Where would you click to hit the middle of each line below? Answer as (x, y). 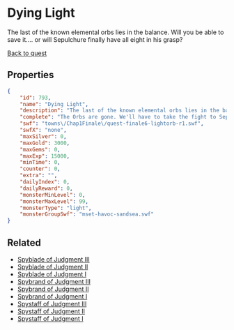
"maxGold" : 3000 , (45, 143)
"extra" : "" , (39, 176)
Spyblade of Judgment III (53, 259)
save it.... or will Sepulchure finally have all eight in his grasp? (95, 39)
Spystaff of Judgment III (52, 303)
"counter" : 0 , (40, 169)
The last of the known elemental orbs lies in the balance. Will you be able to (116, 32)
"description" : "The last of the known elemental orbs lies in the (119, 111)
